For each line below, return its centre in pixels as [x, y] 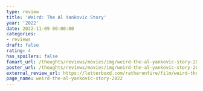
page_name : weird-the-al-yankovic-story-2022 [64, 78]
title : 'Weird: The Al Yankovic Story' [56, 17]
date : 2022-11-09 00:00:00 [40, 28]
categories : [21, 34]
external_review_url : [34, 73]
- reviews [19, 40]
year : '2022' [23, 23]
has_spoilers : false [32, 56]
